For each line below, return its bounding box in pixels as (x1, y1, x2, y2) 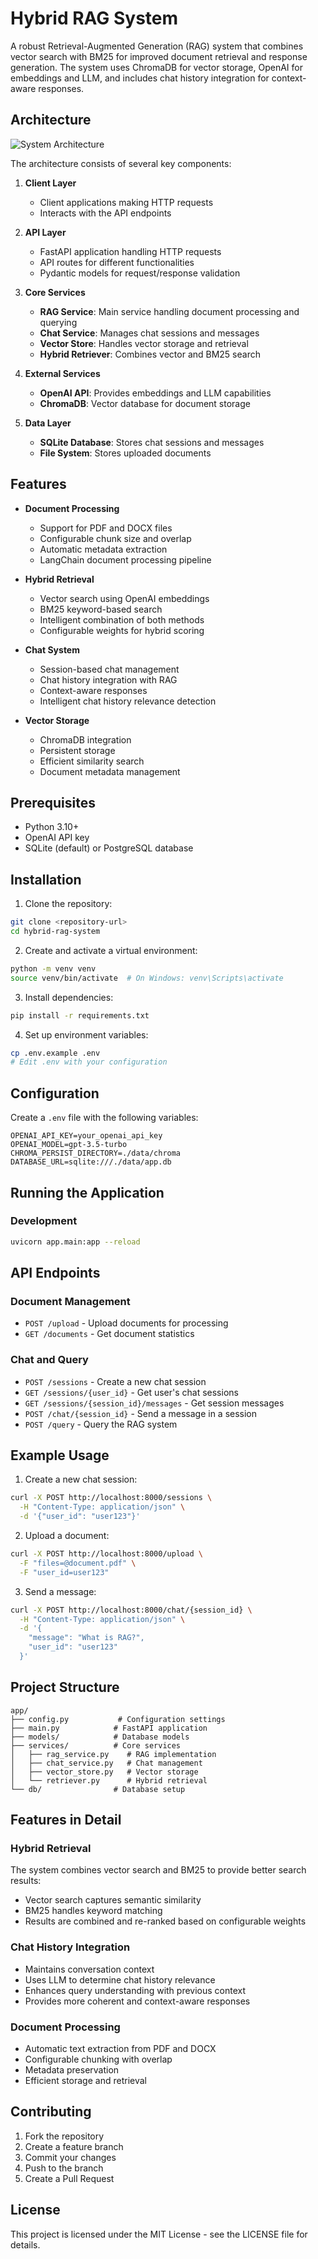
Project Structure (10, 1679, 120, 1696)
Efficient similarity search (39, 755, 145, 767)
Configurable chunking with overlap (24, 2053, 173, 2066)
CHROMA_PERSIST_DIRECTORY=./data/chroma (10, 1148, 182, 1159)
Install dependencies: (24, 991, 114, 1003)
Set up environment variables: (24, 1028, 149, 1041)
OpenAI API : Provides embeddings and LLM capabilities (39, 387, 272, 399)
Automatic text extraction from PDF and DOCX (24, 2043, 217, 2055)
